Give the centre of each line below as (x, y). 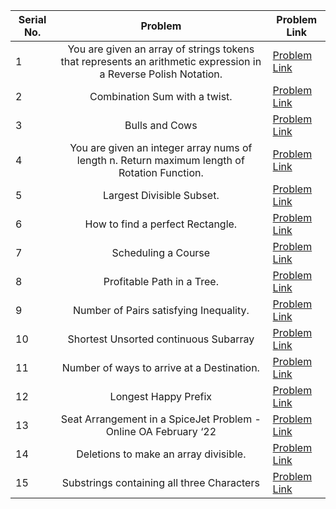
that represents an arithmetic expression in (161, 61)
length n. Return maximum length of (160, 160)
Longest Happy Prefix (161, 396)
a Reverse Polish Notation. (161, 74)
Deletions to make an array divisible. (161, 454)
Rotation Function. (161, 172)
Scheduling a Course (161, 252)
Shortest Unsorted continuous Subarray (161, 339)
